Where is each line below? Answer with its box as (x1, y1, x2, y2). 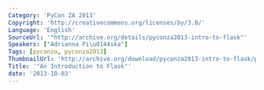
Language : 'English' (8, 26, 76, 34)
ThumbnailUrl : (8, 56, 55, 63)
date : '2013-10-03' (8, 70, 72, 77)
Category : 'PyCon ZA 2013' (8, 11, 97, 20)
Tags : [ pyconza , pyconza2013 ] (8, 48, 108, 56)
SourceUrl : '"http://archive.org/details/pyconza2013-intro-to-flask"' (8, 33, 247, 41)
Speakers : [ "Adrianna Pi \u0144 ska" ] (8, 41, 128, 49)
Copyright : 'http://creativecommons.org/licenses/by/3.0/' (8, 19, 206, 27)
